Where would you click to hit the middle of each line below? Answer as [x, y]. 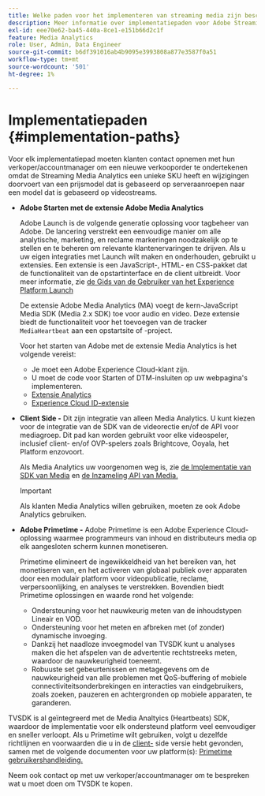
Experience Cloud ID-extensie [80, 402]
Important [35, 491]
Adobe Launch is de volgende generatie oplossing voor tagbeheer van [134, 222]
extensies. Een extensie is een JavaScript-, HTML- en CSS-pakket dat [133, 264]
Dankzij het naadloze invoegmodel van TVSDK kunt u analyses [133, 644]
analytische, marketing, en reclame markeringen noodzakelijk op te [129, 239]
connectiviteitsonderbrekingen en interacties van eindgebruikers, [137, 686]
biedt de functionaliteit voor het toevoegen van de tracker [113, 322]
